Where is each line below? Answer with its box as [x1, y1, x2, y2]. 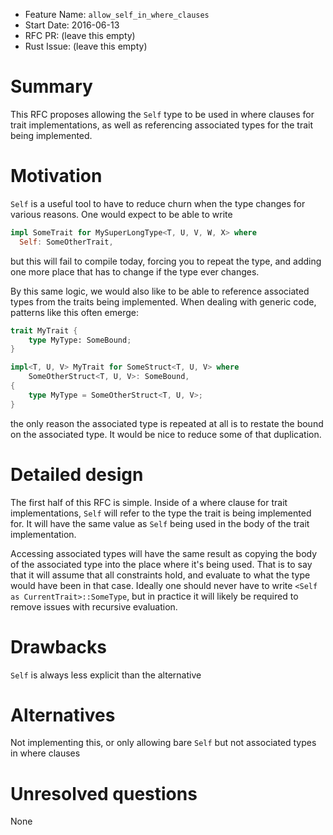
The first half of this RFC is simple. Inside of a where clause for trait [10, 496, 288, 508]
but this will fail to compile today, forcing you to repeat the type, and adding [10, 255, 322, 267]
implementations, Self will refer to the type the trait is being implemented [10, 507, 312, 519]
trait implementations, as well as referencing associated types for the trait [10, 119, 314, 131]
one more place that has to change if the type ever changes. [10, 265, 260, 278]
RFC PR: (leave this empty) [24, 30, 136, 41]
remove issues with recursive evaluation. [10, 600, 178, 613]
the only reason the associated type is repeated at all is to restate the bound [10, 417, 324, 429]
